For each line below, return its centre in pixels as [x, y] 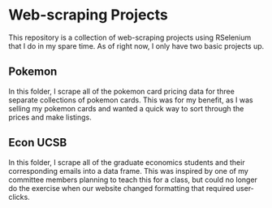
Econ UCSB [38, 143]
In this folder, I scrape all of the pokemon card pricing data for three [122, 91]
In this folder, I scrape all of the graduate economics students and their [127, 162]
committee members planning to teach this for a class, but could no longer [133, 180]
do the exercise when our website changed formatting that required [121, 188]
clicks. [19, 197]
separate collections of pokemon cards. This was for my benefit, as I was [131, 100]
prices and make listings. [50, 117]
